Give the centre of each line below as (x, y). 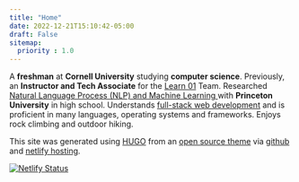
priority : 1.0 (46, 51)
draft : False (34, 34)
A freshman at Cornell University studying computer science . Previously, (147, 76)
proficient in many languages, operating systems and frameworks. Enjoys (145, 115)
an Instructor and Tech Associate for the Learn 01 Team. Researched (138, 86)
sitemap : (26, 43)
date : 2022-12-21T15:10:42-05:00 (72, 26)
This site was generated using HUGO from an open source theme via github (149, 142)
